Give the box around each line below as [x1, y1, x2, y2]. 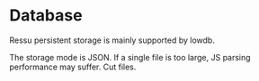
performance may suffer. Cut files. [9, 61, 137, 72]
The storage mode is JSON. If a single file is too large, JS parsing [9, 52, 251, 62]
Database [9, 5, 83, 26]
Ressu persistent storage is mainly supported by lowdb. [9, 35, 216, 45]
